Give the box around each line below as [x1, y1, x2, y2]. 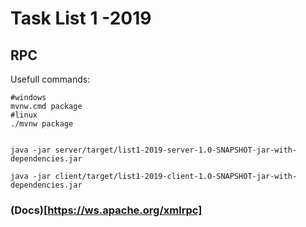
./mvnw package [10, 119, 74, 129]
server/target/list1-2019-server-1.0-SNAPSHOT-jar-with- [54, 145, 298, 155]
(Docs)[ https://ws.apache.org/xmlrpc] [10, 203, 203, 217]
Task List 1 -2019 [10, 7, 152, 30]
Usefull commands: [10, 73, 91, 85]
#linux [10, 110, 38, 120]
